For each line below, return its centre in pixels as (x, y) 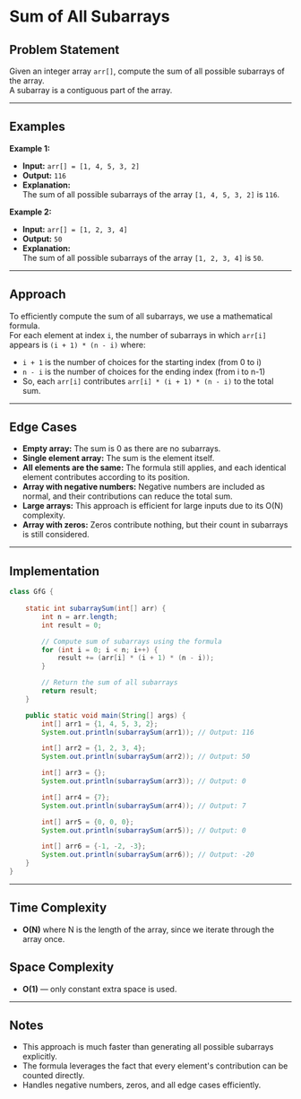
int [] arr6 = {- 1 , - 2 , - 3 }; (94, 846)
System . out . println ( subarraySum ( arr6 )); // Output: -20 (148, 855)
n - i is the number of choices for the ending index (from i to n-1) (144, 371)
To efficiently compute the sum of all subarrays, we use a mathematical (141, 316)
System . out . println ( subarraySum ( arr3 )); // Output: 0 (144, 781)
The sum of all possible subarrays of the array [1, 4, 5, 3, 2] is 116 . (151, 194)
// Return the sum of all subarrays (110, 683)
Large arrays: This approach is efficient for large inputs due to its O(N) (153, 506)
